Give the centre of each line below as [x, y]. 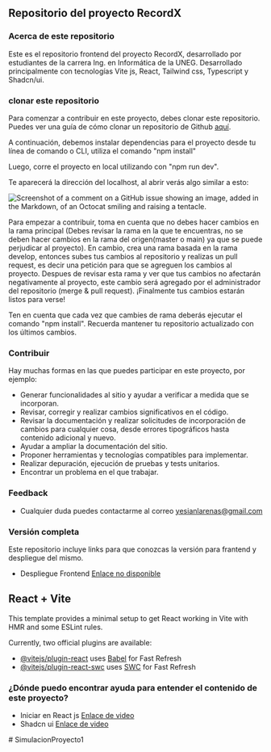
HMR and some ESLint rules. [56, 627]
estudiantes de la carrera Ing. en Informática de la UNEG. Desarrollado [125, 62]
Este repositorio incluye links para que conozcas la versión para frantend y [132, 549]
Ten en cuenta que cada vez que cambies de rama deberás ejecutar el [126, 315]
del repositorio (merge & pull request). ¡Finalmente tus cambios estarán [127, 291]
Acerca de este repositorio [61, 36]
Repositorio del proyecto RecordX [95, 13]
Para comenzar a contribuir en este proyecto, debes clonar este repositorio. [134, 118]
